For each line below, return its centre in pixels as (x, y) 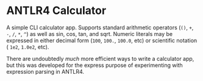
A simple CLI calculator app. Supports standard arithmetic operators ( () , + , (100, 27)
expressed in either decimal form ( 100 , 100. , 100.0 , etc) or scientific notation (102, 40)
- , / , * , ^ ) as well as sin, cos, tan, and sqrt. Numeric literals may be (89, 33)
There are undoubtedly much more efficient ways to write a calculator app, (100, 58)
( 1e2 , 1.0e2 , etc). (28, 47)
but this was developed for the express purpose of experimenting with (94, 65)
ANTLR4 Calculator (56, 11)
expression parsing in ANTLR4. (45, 71)
